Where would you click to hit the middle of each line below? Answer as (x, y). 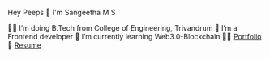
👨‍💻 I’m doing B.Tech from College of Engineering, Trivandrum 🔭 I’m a (122, 28)
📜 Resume (25, 45)
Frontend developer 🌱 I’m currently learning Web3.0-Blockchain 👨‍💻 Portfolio (135, 37)
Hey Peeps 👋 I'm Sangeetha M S (62, 12)
